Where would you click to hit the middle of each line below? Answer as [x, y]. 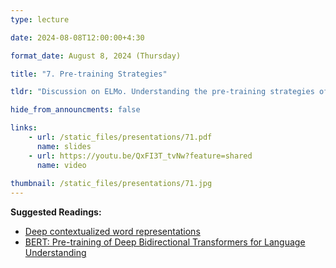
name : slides [64, 146]
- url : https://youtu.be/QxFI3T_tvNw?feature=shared [140, 156]
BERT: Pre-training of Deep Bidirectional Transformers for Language [165, 242]
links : [24, 128]
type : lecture [40, 19]
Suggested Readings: [56, 212]
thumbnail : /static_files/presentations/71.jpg [111, 184]
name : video [61, 165]
